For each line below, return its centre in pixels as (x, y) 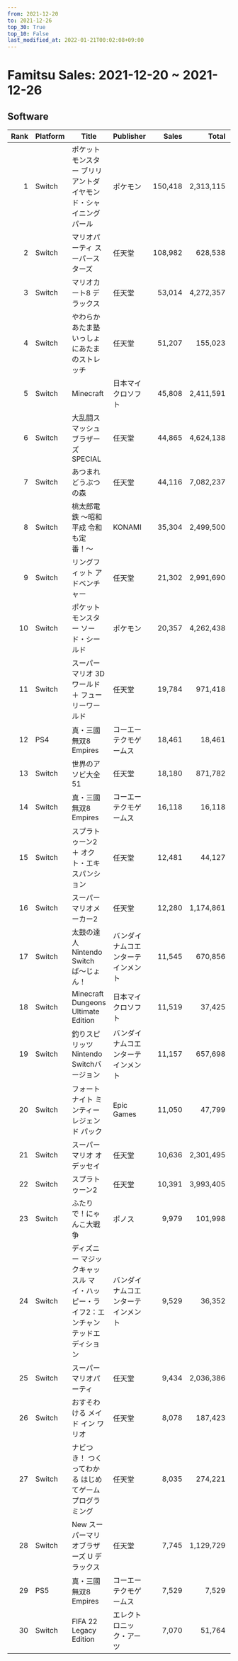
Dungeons (89, 1003)
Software (28, 117)
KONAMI (127, 527)
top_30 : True (27, 27)
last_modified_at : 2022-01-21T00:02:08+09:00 (75, 40)
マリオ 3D (88, 674)
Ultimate (86, 1011)
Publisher (130, 137)
